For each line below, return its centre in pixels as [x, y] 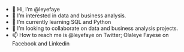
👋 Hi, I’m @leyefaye [36, 9]
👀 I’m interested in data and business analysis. [69, 16]
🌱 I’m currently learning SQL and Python [61, 22]
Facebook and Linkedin [41, 44]
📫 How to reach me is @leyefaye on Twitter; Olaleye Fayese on [90, 35]
